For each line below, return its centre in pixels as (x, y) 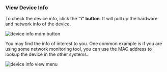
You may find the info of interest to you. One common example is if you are (84, 44)
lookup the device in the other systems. (47, 54)
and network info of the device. (38, 24)
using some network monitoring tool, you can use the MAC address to (79, 49)
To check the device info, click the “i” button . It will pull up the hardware (81, 19)
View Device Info (27, 8)
